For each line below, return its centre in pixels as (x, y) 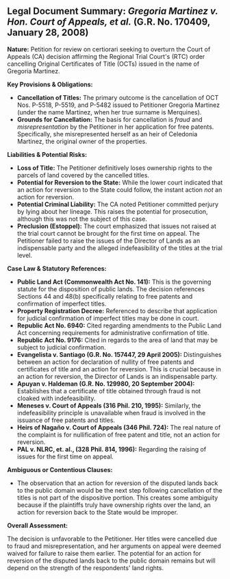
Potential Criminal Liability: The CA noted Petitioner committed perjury (118, 204)
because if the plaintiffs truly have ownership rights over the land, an (114, 505)
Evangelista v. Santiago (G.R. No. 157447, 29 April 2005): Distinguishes (119, 354)
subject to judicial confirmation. (61, 347)
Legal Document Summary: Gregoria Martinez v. (113, 11)
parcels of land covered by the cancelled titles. (83, 175)
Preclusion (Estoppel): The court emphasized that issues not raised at (117, 226)
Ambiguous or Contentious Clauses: (60, 469)
